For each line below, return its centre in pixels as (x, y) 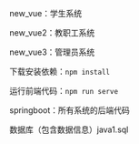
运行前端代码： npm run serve (64, 91)
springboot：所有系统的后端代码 (69, 110)
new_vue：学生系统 (46, 13)
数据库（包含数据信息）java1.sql (69, 129)
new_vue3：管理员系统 (52, 52)
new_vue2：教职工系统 (52, 33)
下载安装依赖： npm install (60, 72)
